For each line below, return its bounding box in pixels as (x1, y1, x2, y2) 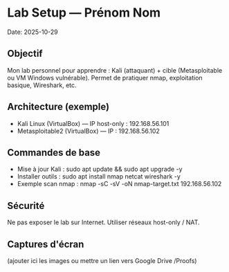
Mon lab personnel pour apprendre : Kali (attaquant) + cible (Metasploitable (7, 66, 223, 74)
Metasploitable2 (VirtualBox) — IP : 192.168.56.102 (17, 127, 161, 135)
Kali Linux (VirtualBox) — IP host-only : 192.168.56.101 (17, 119, 170, 127)
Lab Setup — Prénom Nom (7, 5, 161, 21)
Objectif (7, 48, 43, 60)
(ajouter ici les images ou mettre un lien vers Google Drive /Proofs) (7, 257, 197, 264)
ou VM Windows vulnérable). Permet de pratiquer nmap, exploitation (7, 73, 203, 82)
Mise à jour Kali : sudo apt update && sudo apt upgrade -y (17, 165, 183, 174)
